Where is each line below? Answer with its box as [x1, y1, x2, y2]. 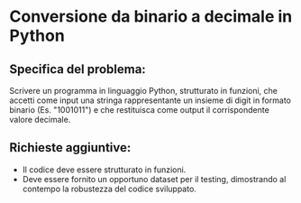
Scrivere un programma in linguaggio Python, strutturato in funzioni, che [9, 86, 278, 96]
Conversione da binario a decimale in [9, 6, 293, 27]
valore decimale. [9, 115, 71, 125]
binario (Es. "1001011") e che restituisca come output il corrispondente [9, 105, 270, 115]
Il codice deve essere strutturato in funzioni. [22, 164, 187, 175]
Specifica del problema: [9, 61, 146, 77]
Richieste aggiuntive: [9, 140, 132, 155]
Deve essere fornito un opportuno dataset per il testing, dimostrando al [22, 173, 287, 184]
